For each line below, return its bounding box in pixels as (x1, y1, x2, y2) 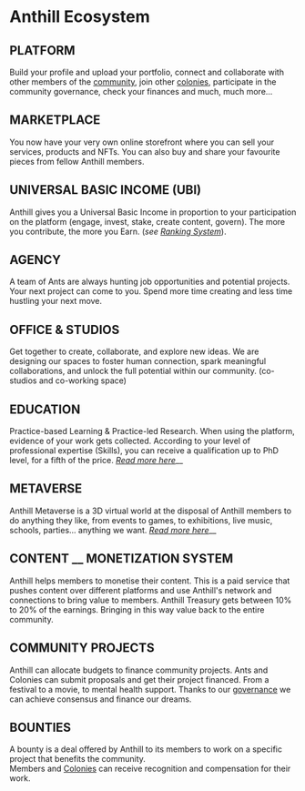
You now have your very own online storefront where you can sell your (9, 137, 275, 147)
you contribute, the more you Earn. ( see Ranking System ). (9, 226, 227, 237)
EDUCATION (9, 401, 81, 417)
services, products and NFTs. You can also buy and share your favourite (9, 146, 280, 157)
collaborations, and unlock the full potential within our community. (9, 366, 258, 377)
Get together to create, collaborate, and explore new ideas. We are (9, 346, 259, 357)
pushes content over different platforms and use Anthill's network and (9, 584, 272, 595)
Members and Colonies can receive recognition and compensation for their (9, 763, 291, 775)
